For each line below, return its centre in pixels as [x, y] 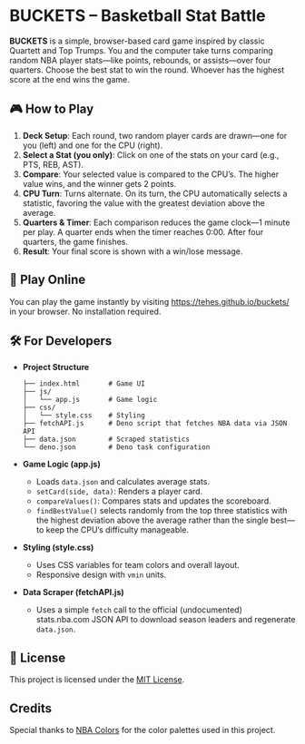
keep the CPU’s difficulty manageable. [117, 530]
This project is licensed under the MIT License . [97, 680]
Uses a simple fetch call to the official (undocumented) [139, 610]
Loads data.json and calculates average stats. [123, 482]
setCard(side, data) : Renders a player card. [119, 492]
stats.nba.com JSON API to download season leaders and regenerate [166, 620]
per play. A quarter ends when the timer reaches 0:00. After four [143, 231]
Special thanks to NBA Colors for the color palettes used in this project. [143, 730]
